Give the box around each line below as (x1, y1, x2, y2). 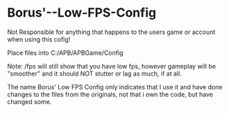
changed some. (7, 97, 52, 105)
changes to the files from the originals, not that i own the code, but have (7, 90, 214, 98)
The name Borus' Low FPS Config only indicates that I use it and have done (7, 82, 223, 91)
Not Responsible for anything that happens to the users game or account (7, 28, 216, 36)
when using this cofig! (7, 35, 71, 43)
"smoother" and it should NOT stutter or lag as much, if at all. (7, 69, 182, 78)
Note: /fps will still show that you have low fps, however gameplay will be (7, 62, 217, 70)
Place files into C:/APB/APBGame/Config (7, 49, 124, 57)
